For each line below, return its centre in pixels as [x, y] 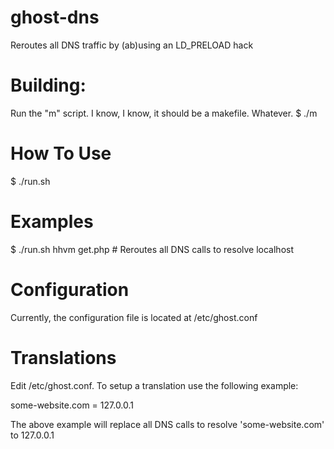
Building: [48, 85]
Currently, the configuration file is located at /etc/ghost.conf [134, 317]
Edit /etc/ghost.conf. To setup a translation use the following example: [154, 385]
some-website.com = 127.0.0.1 [72, 405]
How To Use [61, 153]
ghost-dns [55, 17]
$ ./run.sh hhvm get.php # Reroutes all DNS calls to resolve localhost [152, 249]
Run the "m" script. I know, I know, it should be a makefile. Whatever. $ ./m [164, 113]
